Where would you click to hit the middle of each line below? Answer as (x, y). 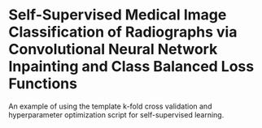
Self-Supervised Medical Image (118, 15)
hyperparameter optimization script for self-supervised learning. (116, 114)
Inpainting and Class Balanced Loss (131, 67)
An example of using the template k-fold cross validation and (110, 106)
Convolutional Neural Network (113, 49)
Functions (43, 84)
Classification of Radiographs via (123, 32)
